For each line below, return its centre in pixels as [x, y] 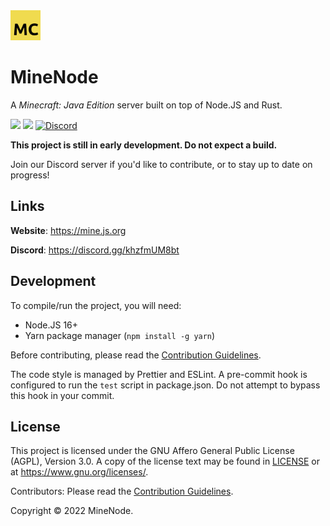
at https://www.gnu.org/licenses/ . [79, 472]
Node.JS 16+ [51, 325]
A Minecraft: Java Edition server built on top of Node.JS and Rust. [146, 105]
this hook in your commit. [62, 395]
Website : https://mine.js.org [68, 230]
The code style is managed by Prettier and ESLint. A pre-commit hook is [159, 374]
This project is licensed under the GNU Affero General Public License [152, 451]
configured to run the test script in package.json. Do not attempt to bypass [165, 385]
